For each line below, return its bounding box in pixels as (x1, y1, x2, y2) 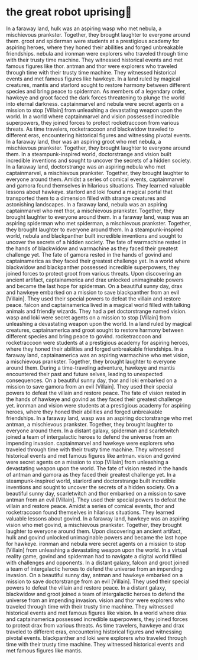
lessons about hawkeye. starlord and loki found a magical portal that (6, 188, 173, 195)
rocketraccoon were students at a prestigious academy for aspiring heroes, (6, 339, 190, 346)
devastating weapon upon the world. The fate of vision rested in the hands (6, 464, 188, 472)
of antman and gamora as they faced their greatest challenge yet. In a (6, 471, 176, 478)
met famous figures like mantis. (6, 647, 83, 654)
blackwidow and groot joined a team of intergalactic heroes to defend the (6, 590, 185, 597)
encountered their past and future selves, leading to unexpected (6, 370, 163, 377)
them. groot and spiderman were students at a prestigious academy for (6, 37, 180, 44)
